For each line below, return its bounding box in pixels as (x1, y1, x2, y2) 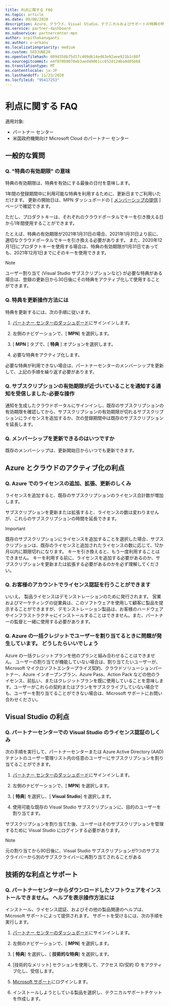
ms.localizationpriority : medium (5, 45, 75, 50)
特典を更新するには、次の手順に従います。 (5, 309, 93, 315)
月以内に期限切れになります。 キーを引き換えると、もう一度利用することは (5, 548, 160, 555)
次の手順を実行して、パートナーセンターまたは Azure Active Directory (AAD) (5, 749, 164, 755)
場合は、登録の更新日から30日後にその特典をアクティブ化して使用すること (5, 277, 160, 283)
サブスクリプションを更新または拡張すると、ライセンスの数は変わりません (5, 509, 159, 515)
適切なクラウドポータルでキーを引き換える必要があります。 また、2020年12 (5, 237, 162, 243)
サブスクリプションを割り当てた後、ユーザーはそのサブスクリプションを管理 (5, 821, 164, 827)
